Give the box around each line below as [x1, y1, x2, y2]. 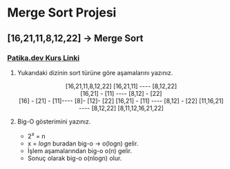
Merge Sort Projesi [7, 5, 117, 21]
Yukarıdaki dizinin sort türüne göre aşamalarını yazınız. [17, 68, 173, 77]
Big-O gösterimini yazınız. [17, 117, 91, 126]
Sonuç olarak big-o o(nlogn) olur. [27, 154, 122, 162]
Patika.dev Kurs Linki [7, 53, 80, 63]
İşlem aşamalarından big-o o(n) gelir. [27, 146, 133, 155]
